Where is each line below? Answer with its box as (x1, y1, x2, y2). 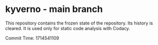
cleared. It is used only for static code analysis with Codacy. (5, 25, 130, 31)
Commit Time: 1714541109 (5, 35, 60, 41)
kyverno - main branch (5, 3, 103, 15)
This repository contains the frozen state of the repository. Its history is (5, 20, 153, 26)
